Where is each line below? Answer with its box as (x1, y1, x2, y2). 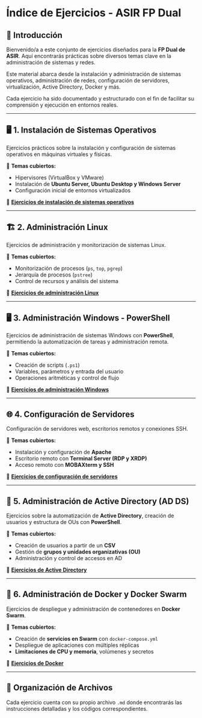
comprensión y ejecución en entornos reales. (6, 101, 118, 108)
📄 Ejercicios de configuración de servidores (6, 473, 118, 480)
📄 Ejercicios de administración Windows (6, 386, 109, 393)
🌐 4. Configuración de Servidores (6, 409, 135, 419)
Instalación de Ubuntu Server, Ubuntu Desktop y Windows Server (14, 180, 182, 187)
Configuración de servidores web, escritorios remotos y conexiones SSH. (6, 425, 188, 432)
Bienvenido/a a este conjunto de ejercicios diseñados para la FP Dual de (6, 46, 185, 53)
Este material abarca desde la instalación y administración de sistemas (6, 70, 182, 78)
